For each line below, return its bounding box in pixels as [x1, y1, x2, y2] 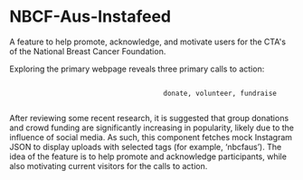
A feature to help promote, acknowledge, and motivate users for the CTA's [9, 36, 287, 47]
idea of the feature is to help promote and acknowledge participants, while [9, 151, 288, 162]
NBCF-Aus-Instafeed [9, 6, 172, 27]
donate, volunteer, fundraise [163, 89, 278, 98]
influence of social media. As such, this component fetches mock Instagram [9, 131, 292, 142]
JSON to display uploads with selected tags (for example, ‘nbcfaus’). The [9, 141, 282, 152]
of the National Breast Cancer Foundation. [9, 45, 166, 56]
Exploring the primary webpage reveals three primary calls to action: [9, 63, 265, 74]
